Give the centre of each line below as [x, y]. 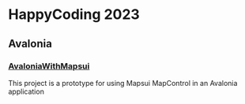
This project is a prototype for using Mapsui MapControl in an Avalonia [123, 83]
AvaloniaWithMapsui [49, 66]
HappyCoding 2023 [74, 15]
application [26, 91]
